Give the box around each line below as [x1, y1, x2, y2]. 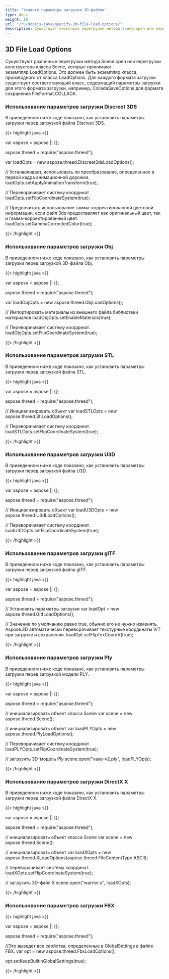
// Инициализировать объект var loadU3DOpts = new [5, 507, 118, 513]
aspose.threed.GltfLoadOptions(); [5, 611, 75, 617]
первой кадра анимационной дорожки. [5, 174, 90, 180]
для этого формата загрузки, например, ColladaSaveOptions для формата [5, 85, 163, 91]
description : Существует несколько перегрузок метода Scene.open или [5, 26, 154, 31]
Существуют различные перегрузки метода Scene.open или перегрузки [5, 58, 161, 64]
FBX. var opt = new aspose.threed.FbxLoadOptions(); [5, 948, 116, 954]
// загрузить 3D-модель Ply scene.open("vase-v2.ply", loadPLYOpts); [5, 756, 152, 762]
